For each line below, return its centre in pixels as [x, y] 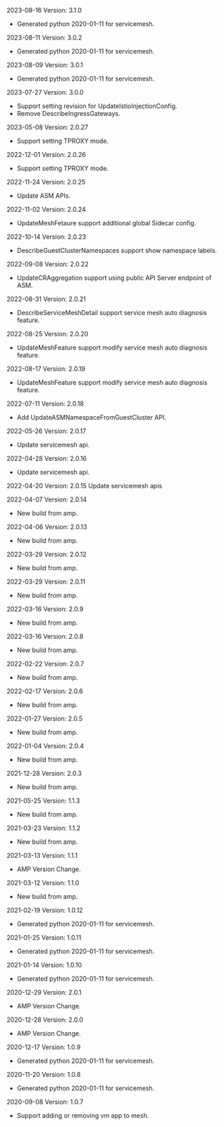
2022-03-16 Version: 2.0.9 [45, 609]
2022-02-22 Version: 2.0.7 [45, 664]
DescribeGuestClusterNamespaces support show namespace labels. [117, 250]
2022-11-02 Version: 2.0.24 [46, 209]
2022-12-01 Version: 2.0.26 [46, 154]
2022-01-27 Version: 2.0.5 [45, 719]
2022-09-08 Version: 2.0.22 [48, 264]
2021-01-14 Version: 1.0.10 [44, 965]
